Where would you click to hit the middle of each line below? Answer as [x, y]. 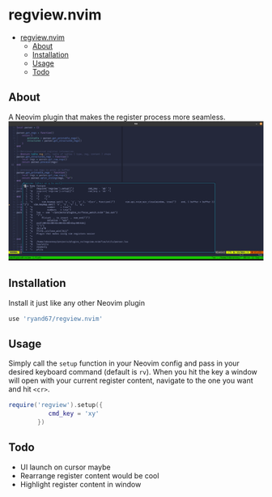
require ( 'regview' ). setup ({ [56, 405]
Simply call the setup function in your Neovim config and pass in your [124, 363]
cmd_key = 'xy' [74, 414]
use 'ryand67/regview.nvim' [56, 319]
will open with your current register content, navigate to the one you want [131, 381]
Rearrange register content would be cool [89, 475]
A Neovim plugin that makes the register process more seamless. [117, 117]
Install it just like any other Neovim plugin [77, 302]
